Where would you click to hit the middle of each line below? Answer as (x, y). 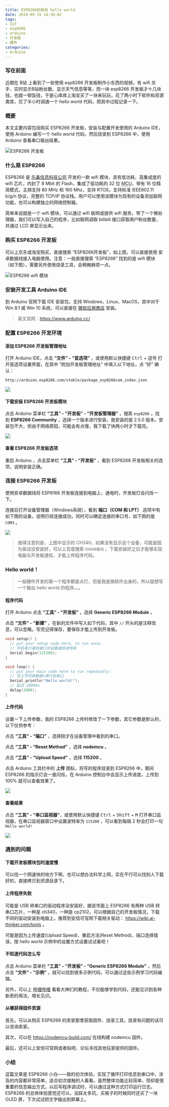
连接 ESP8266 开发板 (31, 481)
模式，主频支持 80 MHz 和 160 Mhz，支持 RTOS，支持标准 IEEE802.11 (82, 190)
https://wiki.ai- (140, 918)
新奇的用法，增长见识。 (29, 996)
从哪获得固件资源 (23, 1008)
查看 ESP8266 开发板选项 (32, 448)
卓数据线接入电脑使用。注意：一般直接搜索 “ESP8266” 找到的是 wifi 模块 (80, 258)
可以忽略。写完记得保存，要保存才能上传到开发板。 (67, 629)
